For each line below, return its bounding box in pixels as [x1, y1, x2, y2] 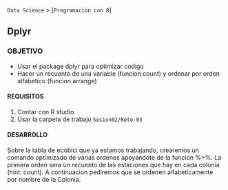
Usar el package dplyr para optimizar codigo [17, 62, 145, 70]
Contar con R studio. [17, 107, 76, 116]
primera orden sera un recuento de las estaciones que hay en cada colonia [7, 161, 220, 169]
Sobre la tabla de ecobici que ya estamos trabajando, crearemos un [7, 146, 200, 154]
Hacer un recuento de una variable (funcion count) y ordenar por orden [17, 69, 220, 78]
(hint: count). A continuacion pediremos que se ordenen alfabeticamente [7, 168, 214, 176]
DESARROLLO [7, 131, 48, 139]
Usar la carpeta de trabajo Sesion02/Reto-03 [17, 115, 143, 123]
